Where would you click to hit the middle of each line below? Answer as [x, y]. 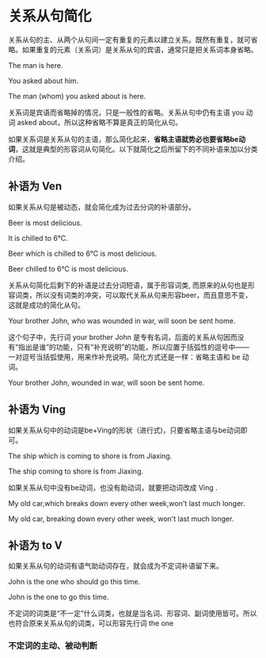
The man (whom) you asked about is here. [77, 96]
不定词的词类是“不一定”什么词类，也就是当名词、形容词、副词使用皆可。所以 [133, 614]
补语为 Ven [35, 186]
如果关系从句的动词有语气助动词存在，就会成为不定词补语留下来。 [116, 566]
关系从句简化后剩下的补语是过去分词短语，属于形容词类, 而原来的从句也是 [128, 285]
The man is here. [36, 65]
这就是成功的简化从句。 [46, 305]
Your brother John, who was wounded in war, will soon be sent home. [122, 321]
